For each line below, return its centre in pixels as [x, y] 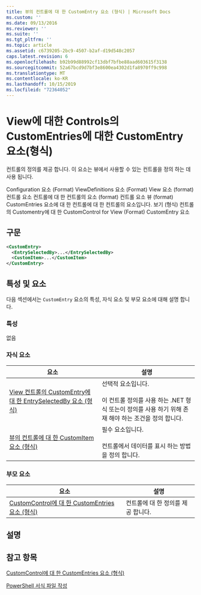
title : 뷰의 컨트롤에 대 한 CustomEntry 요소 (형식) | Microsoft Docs [89, 12]
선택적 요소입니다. [125, 383]
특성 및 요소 [26, 283]
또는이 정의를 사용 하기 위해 [145, 409]
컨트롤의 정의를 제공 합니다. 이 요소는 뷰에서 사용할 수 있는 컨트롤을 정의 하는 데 [99, 169]
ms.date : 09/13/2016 [32, 23]
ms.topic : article [29, 46]
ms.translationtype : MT [36, 73]
